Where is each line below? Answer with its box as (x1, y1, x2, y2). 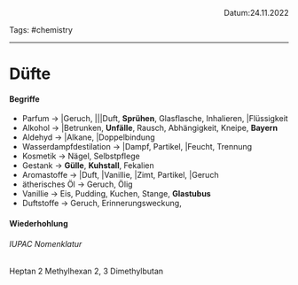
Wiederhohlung (9, 218, 68, 228)
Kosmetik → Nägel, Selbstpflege (21, 150, 140, 162)
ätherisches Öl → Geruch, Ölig (21, 179, 133, 189)
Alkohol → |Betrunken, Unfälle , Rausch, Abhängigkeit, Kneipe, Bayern (21, 123, 278, 134)
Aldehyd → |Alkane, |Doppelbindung (21, 132, 155, 142)
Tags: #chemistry (9, 25, 74, 35)
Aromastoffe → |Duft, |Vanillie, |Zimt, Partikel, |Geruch (21, 170, 219, 181)
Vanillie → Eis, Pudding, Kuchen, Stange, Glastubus (21, 189, 211, 199)
